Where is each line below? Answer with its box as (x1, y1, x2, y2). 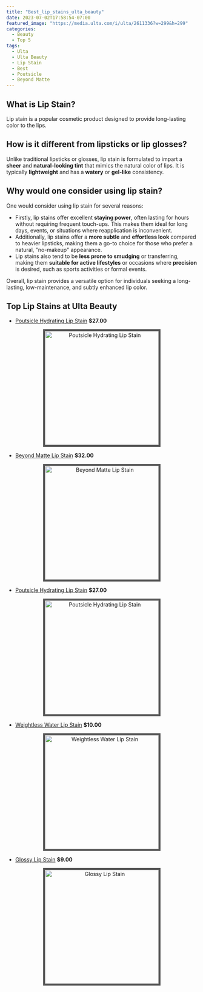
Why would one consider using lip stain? (6, 186, 162, 196)
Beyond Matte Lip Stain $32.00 (15, 452, 94, 459)
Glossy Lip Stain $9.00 (15, 856, 73, 863)
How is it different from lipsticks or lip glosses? (6, 139, 187, 149)
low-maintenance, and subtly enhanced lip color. (25, 284, 147, 291)
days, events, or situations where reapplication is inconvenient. (15, 226, 173, 234)
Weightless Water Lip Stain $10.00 (15, 721, 102, 729)
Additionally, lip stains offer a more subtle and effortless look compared (15, 233, 196, 240)
